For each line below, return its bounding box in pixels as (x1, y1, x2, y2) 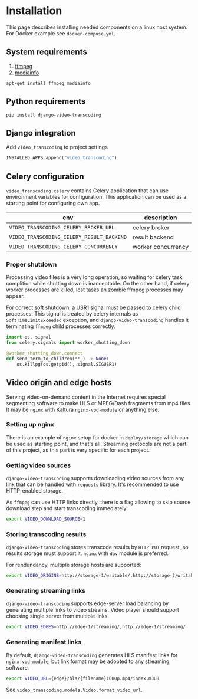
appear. (6, 293, 25, 300)
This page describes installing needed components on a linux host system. (6, 24, 188, 31)
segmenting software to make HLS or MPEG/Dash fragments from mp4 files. (6, 399, 192, 406)
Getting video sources (6, 461, 71, 470)
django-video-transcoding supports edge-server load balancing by (6, 600, 169, 607)
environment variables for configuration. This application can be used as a (6, 193, 187, 201)
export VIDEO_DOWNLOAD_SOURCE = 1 (6, 516, 85, 523)
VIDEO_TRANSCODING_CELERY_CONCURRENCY (9, 244, 118, 250)
